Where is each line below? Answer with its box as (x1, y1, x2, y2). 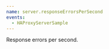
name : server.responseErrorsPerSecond (6, 8, 103, 15)
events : (6, 14, 26, 20)
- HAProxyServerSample (11, 20, 68, 26)
